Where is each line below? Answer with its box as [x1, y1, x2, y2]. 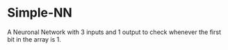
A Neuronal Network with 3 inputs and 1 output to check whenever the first [7, 28, 221, 36]
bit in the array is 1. [7, 35, 61, 43]
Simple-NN [7, 5, 73, 21]
